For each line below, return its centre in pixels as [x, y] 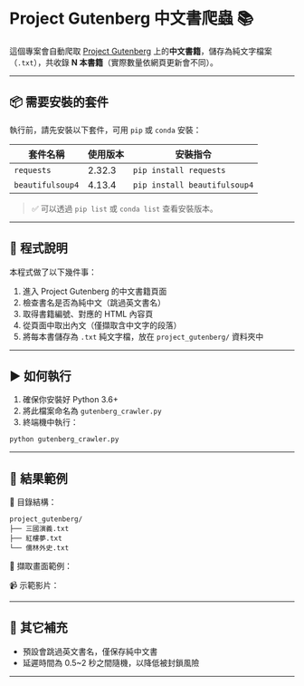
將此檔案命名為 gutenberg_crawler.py [92, 411]
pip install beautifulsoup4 [193, 185]
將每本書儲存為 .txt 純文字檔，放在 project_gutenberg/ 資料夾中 [143, 336]
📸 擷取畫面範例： [41, 566]
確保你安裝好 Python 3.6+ [71, 400]
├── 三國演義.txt [39, 529]
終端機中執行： [50, 422]
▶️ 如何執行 [40, 376]
